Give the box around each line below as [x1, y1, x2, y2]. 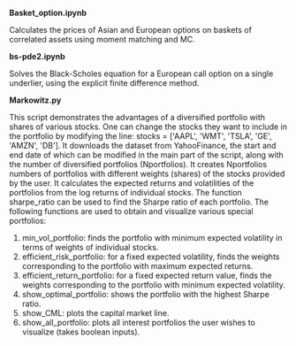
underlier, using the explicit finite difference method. [9, 78, 200, 88]
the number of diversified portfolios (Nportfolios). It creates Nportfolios [9, 159, 268, 169]
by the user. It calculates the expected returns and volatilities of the [9, 178, 254, 188]
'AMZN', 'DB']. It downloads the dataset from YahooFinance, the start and [9, 141, 277, 150]
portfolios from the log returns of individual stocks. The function [9, 188, 243, 197]
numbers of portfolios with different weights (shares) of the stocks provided [9, 168, 285, 179]
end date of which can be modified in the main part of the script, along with [9, 150, 285, 160]
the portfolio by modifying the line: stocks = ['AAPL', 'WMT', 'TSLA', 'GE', [9, 131, 272, 141]
